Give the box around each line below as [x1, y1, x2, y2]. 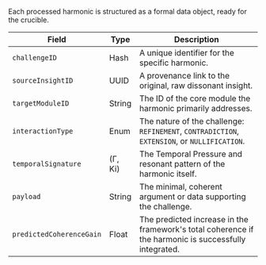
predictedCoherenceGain [12, 230, 102, 239]
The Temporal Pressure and [139, 148, 243, 159]
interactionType [12, 127, 74, 136]
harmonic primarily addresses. [139, 103, 253, 113]
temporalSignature [12, 159, 82, 168]
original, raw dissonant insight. [139, 80, 253, 90]
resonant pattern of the [139, 159, 226, 169]
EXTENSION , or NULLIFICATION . [139, 136, 245, 146]
